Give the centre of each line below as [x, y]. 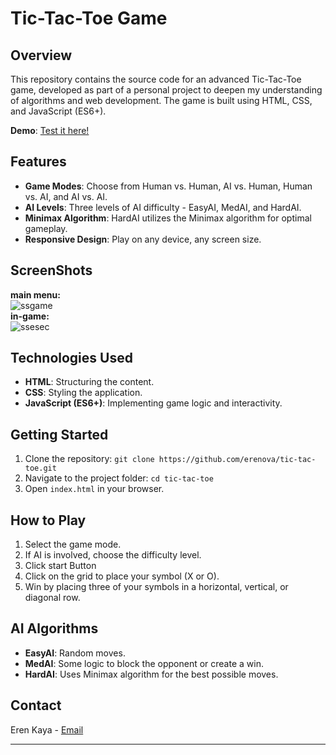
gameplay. [46, 228]
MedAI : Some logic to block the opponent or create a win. [144, 663]
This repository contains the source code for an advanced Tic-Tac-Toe [156, 79]
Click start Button [60, 566]
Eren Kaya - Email [47, 729]
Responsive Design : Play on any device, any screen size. [143, 239]
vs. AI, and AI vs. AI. [66, 196]
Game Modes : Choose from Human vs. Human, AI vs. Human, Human [168, 186]
